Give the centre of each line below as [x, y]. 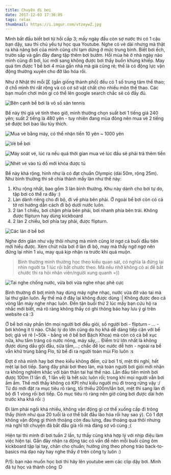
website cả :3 [19, 314]
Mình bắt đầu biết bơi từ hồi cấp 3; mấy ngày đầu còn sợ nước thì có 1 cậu [83, 39]
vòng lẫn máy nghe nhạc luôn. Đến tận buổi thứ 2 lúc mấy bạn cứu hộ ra [81, 303]
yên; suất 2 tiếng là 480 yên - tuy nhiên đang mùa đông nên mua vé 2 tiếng [85, 119]
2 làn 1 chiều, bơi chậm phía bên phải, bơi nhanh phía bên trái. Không [85, 211]
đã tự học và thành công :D [34, 467]
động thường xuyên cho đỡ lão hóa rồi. [46, 72]
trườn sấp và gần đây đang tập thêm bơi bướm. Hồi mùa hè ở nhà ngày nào [84, 55]
